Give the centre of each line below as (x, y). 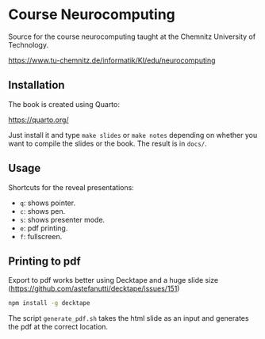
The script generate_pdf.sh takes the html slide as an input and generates (129, 318)
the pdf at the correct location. (58, 327)
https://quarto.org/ (38, 120)
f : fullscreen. (41, 236)
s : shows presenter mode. (62, 219)
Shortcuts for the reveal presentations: (71, 187)
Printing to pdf (44, 261)
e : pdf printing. (44, 228)
